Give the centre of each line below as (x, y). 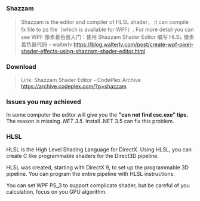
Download (21, 67)
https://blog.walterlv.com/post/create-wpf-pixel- (134, 45)
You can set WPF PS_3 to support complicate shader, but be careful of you (98, 185)
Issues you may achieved (44, 102)
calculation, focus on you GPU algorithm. (57, 192)
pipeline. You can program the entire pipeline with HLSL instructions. (90, 174)
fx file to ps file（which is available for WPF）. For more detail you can (107, 30)
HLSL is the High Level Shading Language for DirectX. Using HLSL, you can (99, 150)
